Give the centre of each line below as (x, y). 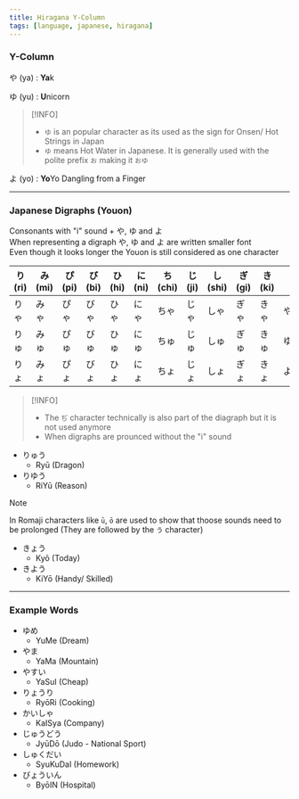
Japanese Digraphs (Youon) (71, 210)
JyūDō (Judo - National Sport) (91, 744)
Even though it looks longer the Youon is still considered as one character (144, 252)
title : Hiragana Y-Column (57, 17)
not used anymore (77, 427)
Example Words (44, 610)
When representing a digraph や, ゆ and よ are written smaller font (130, 243)
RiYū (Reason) (61, 486)
